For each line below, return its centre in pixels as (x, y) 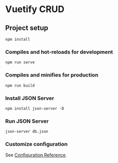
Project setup (27, 28)
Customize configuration (37, 144)
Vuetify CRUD (35, 9)
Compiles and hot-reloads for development (59, 52)
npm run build (20, 86)
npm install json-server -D (35, 108)
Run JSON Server (27, 121)
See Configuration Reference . (36, 155)
